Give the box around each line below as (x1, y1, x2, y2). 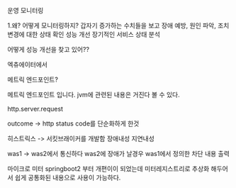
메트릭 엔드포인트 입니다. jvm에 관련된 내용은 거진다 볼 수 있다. (7, 91, 181, 99)
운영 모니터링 (7, 6, 44, 14)
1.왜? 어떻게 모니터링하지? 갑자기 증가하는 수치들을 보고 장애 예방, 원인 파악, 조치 (7, 21, 230, 30)
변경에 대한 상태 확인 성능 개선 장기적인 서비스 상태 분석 (7, 31, 161, 38)
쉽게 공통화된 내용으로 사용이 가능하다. (14, 173, 121, 182)
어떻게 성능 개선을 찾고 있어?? (7, 45, 90, 53)
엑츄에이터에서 (7, 60, 48, 69)
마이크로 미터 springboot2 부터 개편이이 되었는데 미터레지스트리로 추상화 (7, 165, 210, 172)
